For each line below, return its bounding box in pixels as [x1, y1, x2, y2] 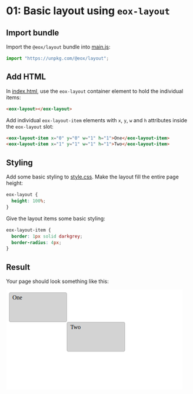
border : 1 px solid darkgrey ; [11, 233, 83, 239]
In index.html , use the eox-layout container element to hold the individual [6, 87, 184, 95]
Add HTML [6, 72, 46, 82]
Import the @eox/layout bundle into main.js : [6, 43, 111, 50]
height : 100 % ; [11, 198, 46, 204]
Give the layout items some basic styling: [6, 214, 106, 222]
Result [6, 262, 31, 272]
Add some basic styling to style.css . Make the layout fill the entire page [6, 173, 179, 181]
